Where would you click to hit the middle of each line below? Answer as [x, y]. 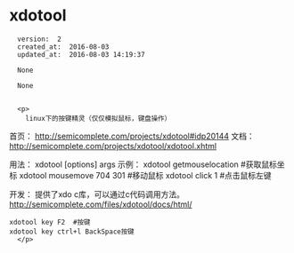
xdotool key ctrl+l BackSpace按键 [72, 232]
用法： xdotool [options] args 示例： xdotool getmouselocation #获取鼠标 [143, 164]
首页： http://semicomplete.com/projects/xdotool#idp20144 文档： [132, 136]
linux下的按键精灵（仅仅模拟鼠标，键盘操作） [98, 118]
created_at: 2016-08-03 [63, 47]
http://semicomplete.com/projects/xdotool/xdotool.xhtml [113, 146]
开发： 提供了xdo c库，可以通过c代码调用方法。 [97, 194]
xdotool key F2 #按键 [50, 222]
